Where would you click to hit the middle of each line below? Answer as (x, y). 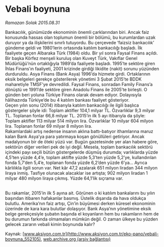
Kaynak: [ (15, 234)
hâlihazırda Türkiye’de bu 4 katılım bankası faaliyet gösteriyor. (67, 100)
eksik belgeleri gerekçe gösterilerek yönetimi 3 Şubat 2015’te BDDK (73, 79)
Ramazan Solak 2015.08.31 (32, 23)
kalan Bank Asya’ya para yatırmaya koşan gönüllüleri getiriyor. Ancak (75, 137)
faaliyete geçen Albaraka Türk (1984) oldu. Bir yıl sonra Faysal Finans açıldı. (82, 53)
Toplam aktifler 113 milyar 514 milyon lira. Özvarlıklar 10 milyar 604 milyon (79, 121)
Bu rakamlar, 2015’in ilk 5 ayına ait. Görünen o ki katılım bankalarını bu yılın (80, 193)
